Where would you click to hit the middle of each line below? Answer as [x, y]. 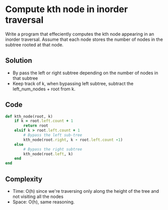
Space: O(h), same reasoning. [43, 202]
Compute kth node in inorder [67, 9]
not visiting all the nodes [38, 196]
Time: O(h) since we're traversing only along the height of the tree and [86, 191]
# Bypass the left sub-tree [53, 135]
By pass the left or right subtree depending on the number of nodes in [85, 73]
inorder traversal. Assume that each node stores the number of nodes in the [84, 39]
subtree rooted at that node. [35, 44]
